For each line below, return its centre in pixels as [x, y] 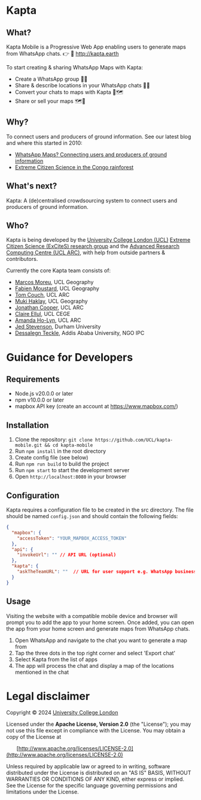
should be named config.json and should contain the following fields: [92, 516]
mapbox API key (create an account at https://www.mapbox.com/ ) [96, 406]
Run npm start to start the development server [72, 470]
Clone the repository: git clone [54, 440]
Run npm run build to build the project [62, 464]
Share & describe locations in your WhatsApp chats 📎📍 [83, 85]
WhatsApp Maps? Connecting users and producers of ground [91, 154]
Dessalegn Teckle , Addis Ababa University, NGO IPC [80, 333]
